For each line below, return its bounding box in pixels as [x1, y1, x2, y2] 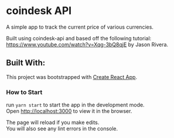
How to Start [6, 88, 43, 96]
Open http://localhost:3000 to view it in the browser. [6, 108, 132, 115]
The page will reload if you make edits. [6, 119, 100, 126]
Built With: [6, 58, 46, 68]
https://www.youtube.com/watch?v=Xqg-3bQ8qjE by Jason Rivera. [6, 41, 169, 48]
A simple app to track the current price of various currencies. [6, 23, 154, 30]
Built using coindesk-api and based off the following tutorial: [6, 34, 152, 42]
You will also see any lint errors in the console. [6, 125, 118, 132]
